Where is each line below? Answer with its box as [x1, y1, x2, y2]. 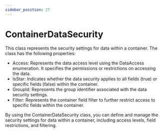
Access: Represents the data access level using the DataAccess [12, 60, 145, 66]
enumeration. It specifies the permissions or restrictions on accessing [12, 65, 156, 71]
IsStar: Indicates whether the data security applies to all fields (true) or [12, 75, 158, 82]
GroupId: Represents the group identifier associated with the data [12, 86, 147, 92]
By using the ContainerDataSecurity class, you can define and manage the [5, 112, 159, 118]
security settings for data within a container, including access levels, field [5, 117, 156, 123]
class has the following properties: [5, 50, 76, 56]
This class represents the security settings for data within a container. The [5, 45, 158, 51]
